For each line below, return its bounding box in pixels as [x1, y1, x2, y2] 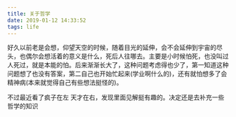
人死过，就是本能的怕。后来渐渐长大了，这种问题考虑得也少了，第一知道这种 [7, 61, 229, 69]
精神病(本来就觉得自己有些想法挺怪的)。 [7, 78, 123, 87]
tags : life [7, 23, 39, 30]
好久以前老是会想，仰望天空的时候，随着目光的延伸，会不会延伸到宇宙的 [7, 43, 216, 52]
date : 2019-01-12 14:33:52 [7, 17, 86, 24]
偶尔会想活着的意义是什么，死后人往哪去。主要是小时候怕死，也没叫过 [25, 52, 229, 60]
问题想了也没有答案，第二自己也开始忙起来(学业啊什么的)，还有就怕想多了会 [7, 69, 228, 78]
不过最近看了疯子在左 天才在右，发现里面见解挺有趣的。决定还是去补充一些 [7, 93, 225, 102]
